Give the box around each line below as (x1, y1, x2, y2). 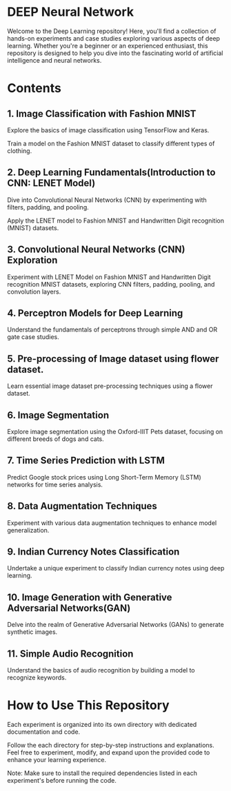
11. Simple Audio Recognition (7, 648, 134, 659)
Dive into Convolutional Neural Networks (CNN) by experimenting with (7, 196, 207, 204)
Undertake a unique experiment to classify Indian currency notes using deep (7, 564, 225, 573)
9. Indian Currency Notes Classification (7, 546, 180, 558)
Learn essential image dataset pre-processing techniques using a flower (7, 382, 213, 390)
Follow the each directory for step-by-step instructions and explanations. (7, 741, 215, 749)
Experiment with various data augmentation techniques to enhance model (7, 518, 217, 527)
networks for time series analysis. (7, 480, 103, 489)
